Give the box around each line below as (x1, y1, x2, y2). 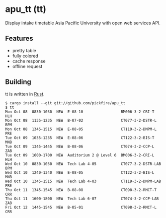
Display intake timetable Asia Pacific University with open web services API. (5, 20, 161, 26)
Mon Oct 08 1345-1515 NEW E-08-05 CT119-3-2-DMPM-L (5, 127, 157, 132)
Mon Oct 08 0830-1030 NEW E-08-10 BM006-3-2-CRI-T (5, 109, 155, 114)
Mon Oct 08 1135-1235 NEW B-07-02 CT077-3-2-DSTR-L (5, 118, 157, 123)
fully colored (12, 53, 38, 59)
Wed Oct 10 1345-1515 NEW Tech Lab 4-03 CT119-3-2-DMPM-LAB (5, 179, 162, 184)
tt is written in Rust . (5, 91, 45, 97)
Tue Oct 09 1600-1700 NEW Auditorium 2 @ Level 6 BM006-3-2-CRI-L (5, 152, 155, 157)
